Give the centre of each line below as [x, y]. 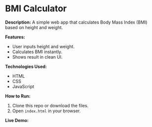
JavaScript [23, 86]
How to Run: [18, 96]
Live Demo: [17, 120]
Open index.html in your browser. [46, 111]
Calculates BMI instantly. [37, 52]
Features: [15, 37]
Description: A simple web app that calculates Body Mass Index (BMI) [76, 22]
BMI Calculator [36, 9]
